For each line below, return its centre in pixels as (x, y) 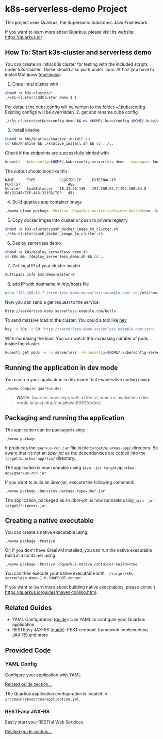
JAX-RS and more (30, 635)
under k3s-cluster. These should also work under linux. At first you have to (80, 69)
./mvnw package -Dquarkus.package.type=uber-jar (55, 491)
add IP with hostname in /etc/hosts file (50, 284)
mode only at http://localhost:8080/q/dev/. (59, 403)
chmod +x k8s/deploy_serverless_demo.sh (47, 252)
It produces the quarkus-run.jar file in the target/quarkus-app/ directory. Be (81, 447)
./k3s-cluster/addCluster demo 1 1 (41, 97)
